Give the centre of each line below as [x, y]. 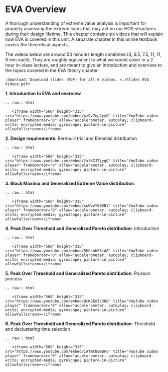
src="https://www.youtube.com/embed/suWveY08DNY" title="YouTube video [81, 206]
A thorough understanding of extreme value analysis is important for [76, 23]
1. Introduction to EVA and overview [43, 93]
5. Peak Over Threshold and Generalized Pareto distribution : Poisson [78, 273]
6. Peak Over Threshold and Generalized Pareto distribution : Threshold [80, 324]
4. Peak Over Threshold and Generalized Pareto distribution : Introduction [82, 228]
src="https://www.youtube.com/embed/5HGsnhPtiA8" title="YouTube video [81, 251]
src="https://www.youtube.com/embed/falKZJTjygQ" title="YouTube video [81, 161]
